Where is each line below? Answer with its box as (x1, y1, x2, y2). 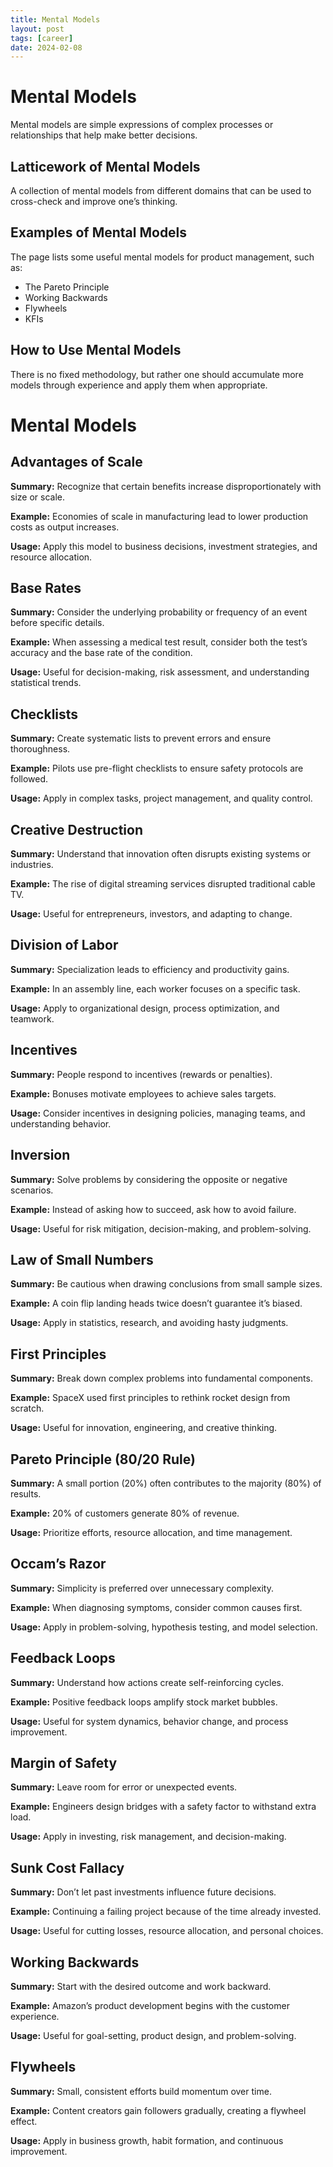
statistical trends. (10, 677, 82, 689)
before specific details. (10, 617, 105, 629)
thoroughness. (10, 743, 71, 755)
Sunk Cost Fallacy (10, 1859, 125, 1876)
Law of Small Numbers (10, 1251, 154, 1268)
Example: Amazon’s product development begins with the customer (10, 2000, 290, 2011)
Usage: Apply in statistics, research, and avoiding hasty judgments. (10, 1317, 289, 1329)
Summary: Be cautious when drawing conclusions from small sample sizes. (10, 1278, 323, 1290)
